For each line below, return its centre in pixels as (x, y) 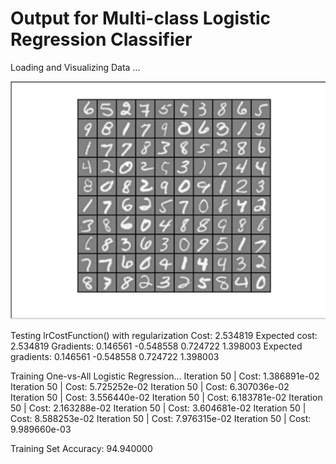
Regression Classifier (101, 39)
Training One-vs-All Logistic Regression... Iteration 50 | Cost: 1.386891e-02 (165, 376)
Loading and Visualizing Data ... (75, 67)
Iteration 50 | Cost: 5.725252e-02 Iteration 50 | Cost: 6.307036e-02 (150, 386)
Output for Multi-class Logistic (141, 18)
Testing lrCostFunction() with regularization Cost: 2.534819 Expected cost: (164, 335)
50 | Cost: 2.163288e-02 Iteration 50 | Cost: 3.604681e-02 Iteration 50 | (158, 408)
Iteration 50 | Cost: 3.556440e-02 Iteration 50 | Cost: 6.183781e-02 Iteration (166, 397)
